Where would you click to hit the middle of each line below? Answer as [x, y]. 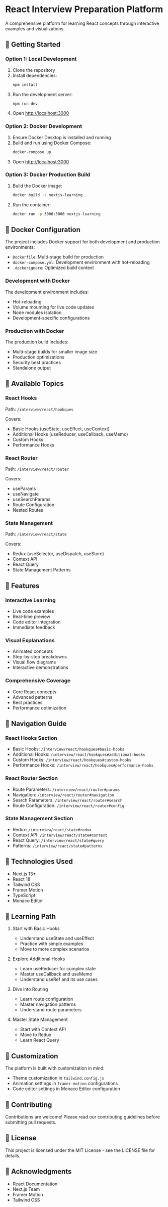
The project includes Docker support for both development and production [82, 242]
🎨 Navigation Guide [36, 723]
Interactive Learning [31, 600]
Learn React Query [39, 1040]
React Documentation [35, 1184]
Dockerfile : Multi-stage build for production [58, 257]
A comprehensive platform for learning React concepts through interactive [82, 23]
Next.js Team [26, 1189]
